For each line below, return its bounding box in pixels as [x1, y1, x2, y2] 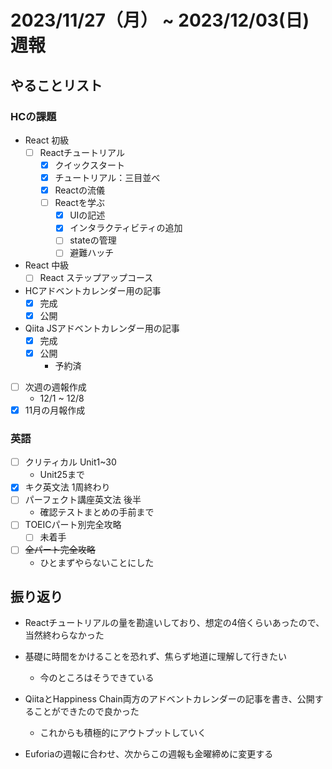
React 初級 [24, 134, 70, 146]
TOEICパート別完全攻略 [24, 519, 122, 531]
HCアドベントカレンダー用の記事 [24, 284, 162, 296]
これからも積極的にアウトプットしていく [39, 727, 207, 739]
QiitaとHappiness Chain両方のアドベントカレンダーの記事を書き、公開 [24, 693, 315, 705]
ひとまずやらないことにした [39, 556, 155, 568]
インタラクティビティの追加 [69, 222, 183, 234]
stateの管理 [69, 234, 117, 246]
